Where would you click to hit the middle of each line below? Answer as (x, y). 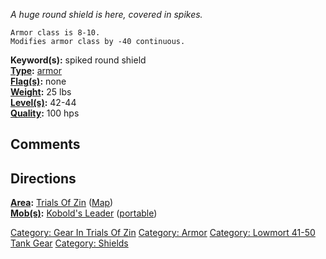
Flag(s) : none (38, 81)
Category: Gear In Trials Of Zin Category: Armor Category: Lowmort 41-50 (163, 233)
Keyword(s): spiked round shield (78, 60)
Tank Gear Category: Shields (69, 243)
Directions (43, 178)
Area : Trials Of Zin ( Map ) (62, 203)
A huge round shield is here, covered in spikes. (106, 14)
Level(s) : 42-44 (43, 102)
